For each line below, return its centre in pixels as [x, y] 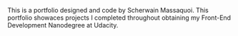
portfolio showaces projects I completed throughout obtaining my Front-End [119, 18]
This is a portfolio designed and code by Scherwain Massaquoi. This [108, 10]
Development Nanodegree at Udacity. [63, 25]
